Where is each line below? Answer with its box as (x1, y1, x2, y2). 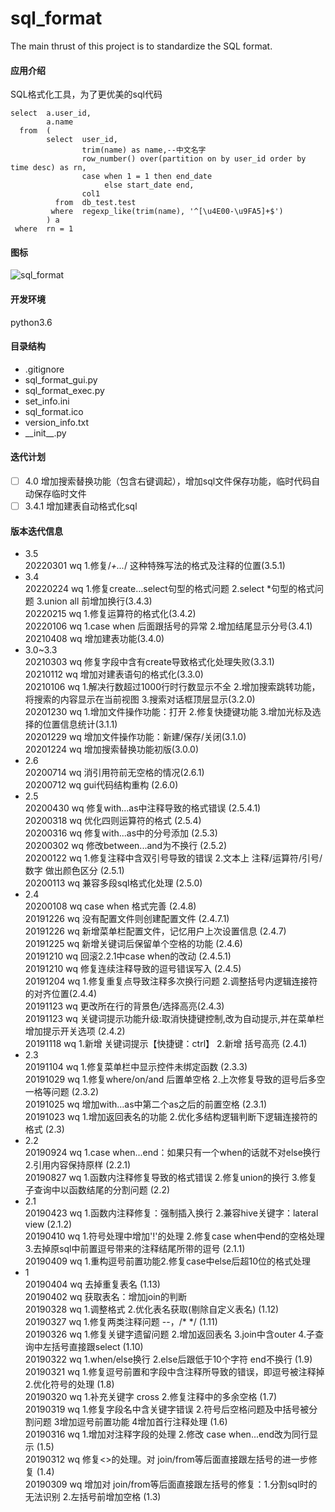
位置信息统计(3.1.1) (42, 718, 118, 731)
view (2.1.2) (24, 1218, 73, 1231)
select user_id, (46, 135, 118, 145)
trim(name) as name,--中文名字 (81, 145, 207, 156)
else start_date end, (104, 180, 195, 191)
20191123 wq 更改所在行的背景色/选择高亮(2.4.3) (24, 1000, 225, 1012)
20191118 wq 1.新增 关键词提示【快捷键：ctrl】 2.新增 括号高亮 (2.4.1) (24, 1038, 308, 1050)
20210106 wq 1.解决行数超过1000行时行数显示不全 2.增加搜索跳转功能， (24, 681, 321, 693)
